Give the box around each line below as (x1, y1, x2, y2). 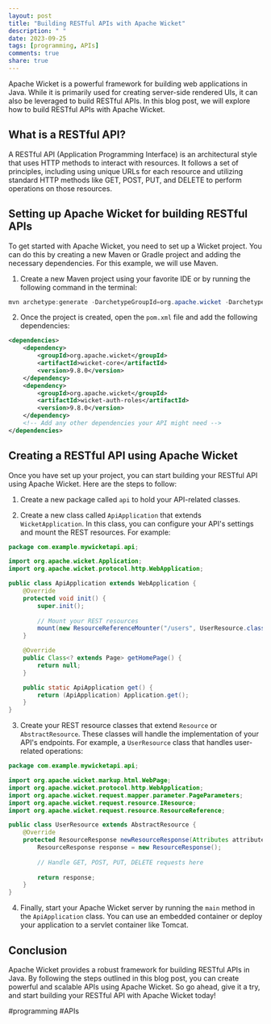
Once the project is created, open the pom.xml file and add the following (19, 312, 258, 323)
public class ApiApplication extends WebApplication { (8, 580, 197, 588)
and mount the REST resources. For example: (19, 527, 171, 537)
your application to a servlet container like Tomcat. (19, 920, 189, 930)
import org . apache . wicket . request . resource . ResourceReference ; (8, 806, 226, 814)
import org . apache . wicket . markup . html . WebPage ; (8, 776, 172, 785)
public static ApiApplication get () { (23, 683, 153, 692)
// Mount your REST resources (37, 617, 139, 625)
